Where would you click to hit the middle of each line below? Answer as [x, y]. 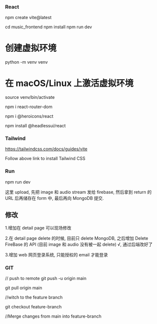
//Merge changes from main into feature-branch [53, 316]
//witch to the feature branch [34, 297]
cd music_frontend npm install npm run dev [49, 27]
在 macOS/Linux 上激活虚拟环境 [69, 83]
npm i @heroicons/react [29, 116]
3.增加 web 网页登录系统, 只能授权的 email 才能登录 [57, 255]
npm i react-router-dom [29, 107]
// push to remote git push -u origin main [46, 278]
